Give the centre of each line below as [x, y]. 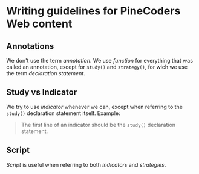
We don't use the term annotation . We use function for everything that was [100, 61]
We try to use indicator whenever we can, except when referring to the [95, 107]
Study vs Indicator [42, 92]
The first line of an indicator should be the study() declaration [98, 125]
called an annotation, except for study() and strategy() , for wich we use [97, 67]
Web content [39, 24]
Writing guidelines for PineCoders [93, 11]
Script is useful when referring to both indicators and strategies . [86, 164]
